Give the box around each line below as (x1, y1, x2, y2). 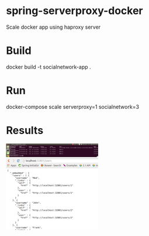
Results (6, 124, 44, 137)
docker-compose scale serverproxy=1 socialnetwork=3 (6, 103, 139, 110)
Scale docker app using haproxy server (6, 23, 101, 30)
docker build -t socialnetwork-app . (6, 63, 91, 70)
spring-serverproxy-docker (6, 4, 143, 18)
